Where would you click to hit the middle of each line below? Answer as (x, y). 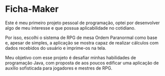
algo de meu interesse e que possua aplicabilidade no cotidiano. (70, 28)
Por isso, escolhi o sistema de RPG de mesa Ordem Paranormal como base (81, 38)
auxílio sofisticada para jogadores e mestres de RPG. (59, 68)
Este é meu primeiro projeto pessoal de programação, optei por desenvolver (82, 23)
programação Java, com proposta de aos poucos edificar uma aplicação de (82, 63)
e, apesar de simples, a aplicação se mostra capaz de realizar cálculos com (82, 42)
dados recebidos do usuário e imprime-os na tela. (56, 48)
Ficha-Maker (32, 9)
